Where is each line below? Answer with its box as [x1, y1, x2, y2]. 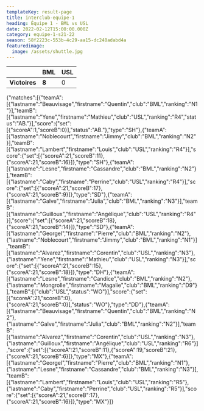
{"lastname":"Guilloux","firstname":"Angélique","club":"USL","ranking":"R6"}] [6, 339, 199, 347]
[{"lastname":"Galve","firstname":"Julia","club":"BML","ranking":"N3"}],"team [6, 197, 198, 205]
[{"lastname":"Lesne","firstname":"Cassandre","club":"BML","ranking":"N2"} [6, 165, 197, 172]
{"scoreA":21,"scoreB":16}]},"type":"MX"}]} [6, 398, 114, 405]
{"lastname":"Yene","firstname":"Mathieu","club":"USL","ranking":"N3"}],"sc [6, 255, 196, 262]
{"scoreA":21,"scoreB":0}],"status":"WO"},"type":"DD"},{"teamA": [6, 301, 170, 308]
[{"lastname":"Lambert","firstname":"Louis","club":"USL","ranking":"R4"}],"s [6, 146, 196, 153]
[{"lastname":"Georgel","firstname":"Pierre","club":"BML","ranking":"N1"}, [6, 359, 190, 366]
